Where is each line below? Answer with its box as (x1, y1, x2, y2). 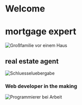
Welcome (5, 3, 45, 14)
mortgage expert (5, 26, 77, 37)
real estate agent (5, 57, 59, 65)
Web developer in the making (5, 82, 78, 89)
